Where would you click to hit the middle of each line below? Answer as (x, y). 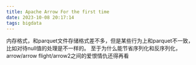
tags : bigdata (24, 23)
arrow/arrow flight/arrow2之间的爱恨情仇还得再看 (67, 56)
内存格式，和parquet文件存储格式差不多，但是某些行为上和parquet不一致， (100, 41)
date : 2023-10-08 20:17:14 (40, 17)
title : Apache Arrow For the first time (58, 12)
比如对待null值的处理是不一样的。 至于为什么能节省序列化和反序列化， (94, 48)
